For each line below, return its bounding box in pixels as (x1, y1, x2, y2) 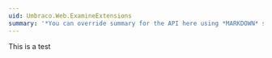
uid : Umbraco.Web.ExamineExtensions (8, 11, 132, 20)
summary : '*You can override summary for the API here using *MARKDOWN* (8, 19, 259, 27)
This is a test (8, 41, 51, 51)
